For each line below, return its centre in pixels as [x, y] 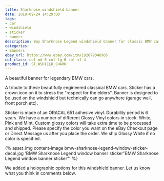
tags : [10, 19]
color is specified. [23, 139]
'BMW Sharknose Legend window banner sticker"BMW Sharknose [92, 153]
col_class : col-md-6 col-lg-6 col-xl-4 [46, 60]
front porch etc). [21, 103]
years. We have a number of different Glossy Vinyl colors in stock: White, [79, 118]
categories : [17, 46]
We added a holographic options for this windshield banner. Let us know [78, 168]
